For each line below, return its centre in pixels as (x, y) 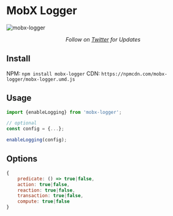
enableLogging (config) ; (37, 140)
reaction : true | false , (46, 190)
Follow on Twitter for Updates (103, 39)
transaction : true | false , (51, 196)
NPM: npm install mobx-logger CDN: (53, 73)
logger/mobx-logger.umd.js (41, 79)
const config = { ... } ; (35, 129)
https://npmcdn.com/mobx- (134, 74)
